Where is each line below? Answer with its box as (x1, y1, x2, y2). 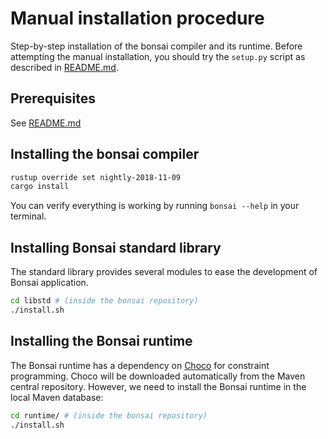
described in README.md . (10, 61, 119, 73)
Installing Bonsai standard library (10, 239, 222, 256)
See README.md (10, 117, 82, 129)
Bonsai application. (10, 277, 89, 289)
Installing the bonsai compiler (10, 146, 200, 163)
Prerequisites (10, 90, 96, 107)
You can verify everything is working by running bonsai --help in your (10, 200, 300, 212)
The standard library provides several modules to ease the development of (10, 266, 318, 278)
